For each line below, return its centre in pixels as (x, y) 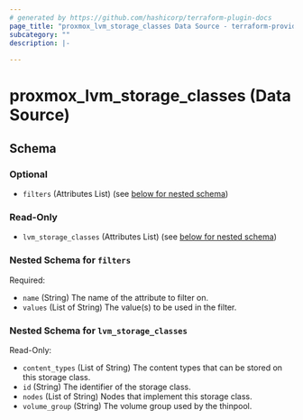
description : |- (40, 43)
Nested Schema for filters (70, 260)
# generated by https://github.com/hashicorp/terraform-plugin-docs (141, 18)
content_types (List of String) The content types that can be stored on (152, 368)
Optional (28, 174)
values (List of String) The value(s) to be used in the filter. (129, 307)
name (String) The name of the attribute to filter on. (115, 297)
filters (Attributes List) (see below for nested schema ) (125, 194)
